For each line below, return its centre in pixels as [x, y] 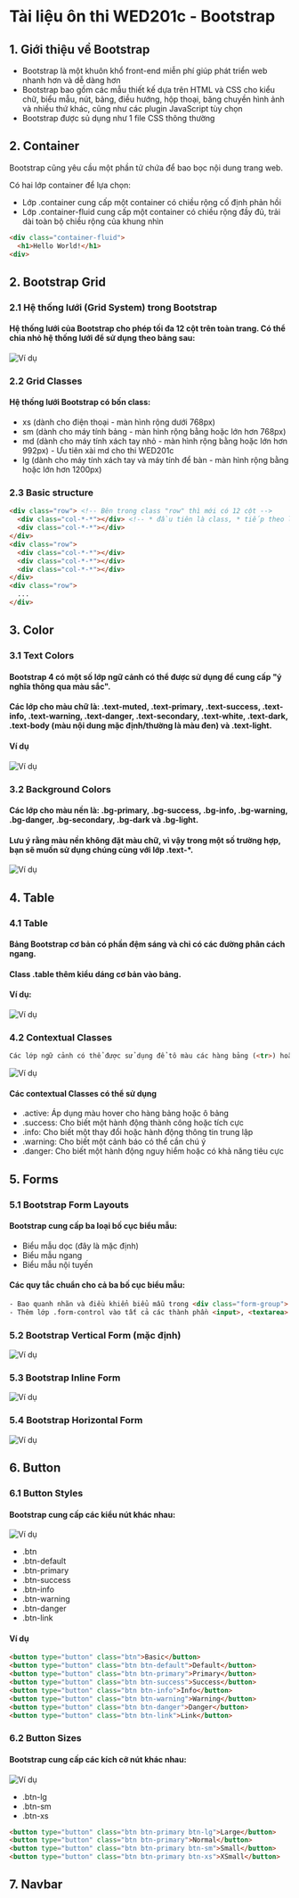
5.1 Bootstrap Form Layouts [69, 1205]
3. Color [32, 630]
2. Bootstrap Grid [58, 282]
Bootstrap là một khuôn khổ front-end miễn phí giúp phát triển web [145, 70]
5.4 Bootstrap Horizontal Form [76, 1421]
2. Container [44, 146]
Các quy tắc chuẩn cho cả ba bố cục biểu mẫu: [97, 1285]
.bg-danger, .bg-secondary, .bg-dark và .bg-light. [104, 820]
